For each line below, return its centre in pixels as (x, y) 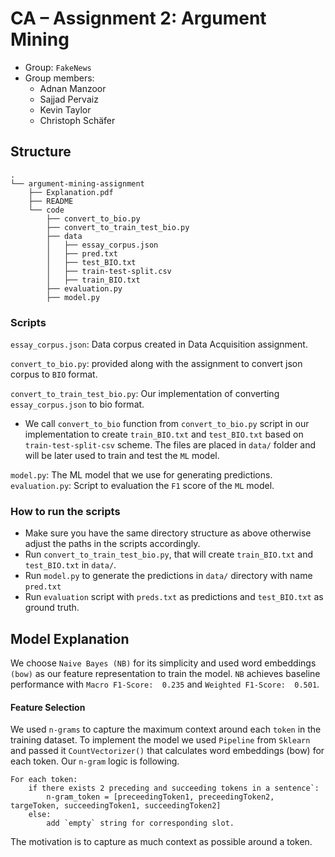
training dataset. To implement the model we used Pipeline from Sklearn (160, 740)
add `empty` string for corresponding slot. (140, 823)
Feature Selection (48, 707)
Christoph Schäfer (77, 120)
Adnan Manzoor (73, 88)
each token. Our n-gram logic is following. (95, 761)
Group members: (59, 78)
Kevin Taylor (65, 109)
